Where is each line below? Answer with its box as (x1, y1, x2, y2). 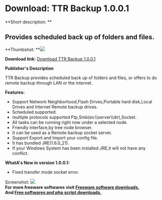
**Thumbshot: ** (5, 47, 40, 52)
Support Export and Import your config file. (12, 134, 98, 141)
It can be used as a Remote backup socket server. (12, 130, 113, 135)
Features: (5, 89, 25, 95)
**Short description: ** (5, 19, 52, 25)
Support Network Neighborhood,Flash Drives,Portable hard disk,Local (12, 99, 152, 104)
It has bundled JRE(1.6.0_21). (12, 140, 69, 146)
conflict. (12, 150, 29, 156)
